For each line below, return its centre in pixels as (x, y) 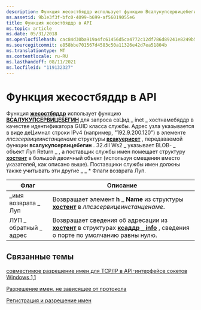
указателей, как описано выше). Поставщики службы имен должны (93, 165)
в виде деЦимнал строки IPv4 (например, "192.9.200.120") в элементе (96, 133)
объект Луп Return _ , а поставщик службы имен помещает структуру (96, 152)
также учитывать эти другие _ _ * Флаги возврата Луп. (76, 171)
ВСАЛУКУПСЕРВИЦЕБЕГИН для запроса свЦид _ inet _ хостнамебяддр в (100, 120)
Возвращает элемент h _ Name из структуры (118, 199)
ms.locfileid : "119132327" (40, 67)
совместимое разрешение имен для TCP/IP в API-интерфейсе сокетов (97, 271)
